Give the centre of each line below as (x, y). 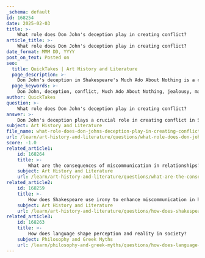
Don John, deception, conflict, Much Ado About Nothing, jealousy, (105, 92)
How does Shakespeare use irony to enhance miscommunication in (112, 199)
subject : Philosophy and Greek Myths (65, 239)
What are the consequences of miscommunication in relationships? (114, 166)
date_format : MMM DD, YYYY (41, 52)
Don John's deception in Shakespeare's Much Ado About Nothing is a (106, 80)
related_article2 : (30, 183)
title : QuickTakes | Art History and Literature (75, 69)
